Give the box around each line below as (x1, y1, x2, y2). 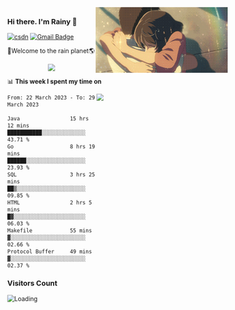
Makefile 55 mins (7, 227, 92, 234)
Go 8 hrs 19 (7, 143, 96, 150)
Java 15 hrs (7, 115, 90, 122)
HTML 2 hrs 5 (7, 199, 92, 206)
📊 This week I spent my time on (7, 77, 102, 86)
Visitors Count (7, 279, 58, 288)
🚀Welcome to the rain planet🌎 (7, 47, 95, 55)
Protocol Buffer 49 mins (7, 248, 92, 255)
